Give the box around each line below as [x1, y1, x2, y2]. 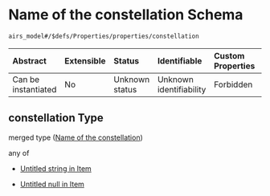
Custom [214, 50, 245, 61]
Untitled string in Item [19, 163, 92, 174]
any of [8, 148, 30, 157]
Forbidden [214, 79, 253, 90]
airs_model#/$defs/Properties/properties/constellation [8, 32, 199, 40]
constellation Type [8, 111, 104, 125]
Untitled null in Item [19, 179, 84, 189]
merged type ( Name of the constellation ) [8, 133, 143, 142]
